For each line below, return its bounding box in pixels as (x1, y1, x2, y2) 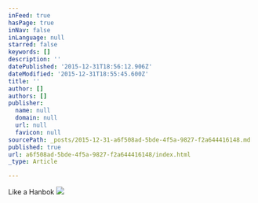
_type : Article (8, 158, 58, 166)
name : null (15, 107, 51, 115)
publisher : (8, 99, 44, 107)
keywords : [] (8, 48, 51, 56)
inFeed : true (8, 11, 51, 20)
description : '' (8, 56, 61, 64)
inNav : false (8, 26, 51, 34)
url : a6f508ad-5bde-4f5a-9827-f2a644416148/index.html (8, 150, 191, 158)
